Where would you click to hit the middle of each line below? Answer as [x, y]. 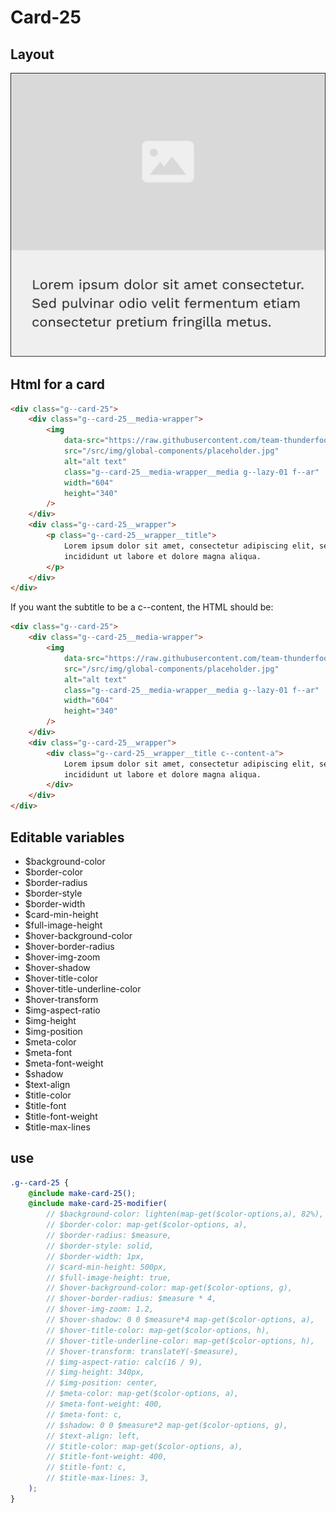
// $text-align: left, [93, 1436]
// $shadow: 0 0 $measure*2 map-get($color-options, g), [167, 1425]
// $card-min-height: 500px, [107, 1267]
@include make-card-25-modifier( [98, 1204]
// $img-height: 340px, [95, 1372]
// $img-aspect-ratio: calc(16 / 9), [124, 1362]
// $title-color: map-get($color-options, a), [145, 1446]
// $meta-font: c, [84, 1414]
